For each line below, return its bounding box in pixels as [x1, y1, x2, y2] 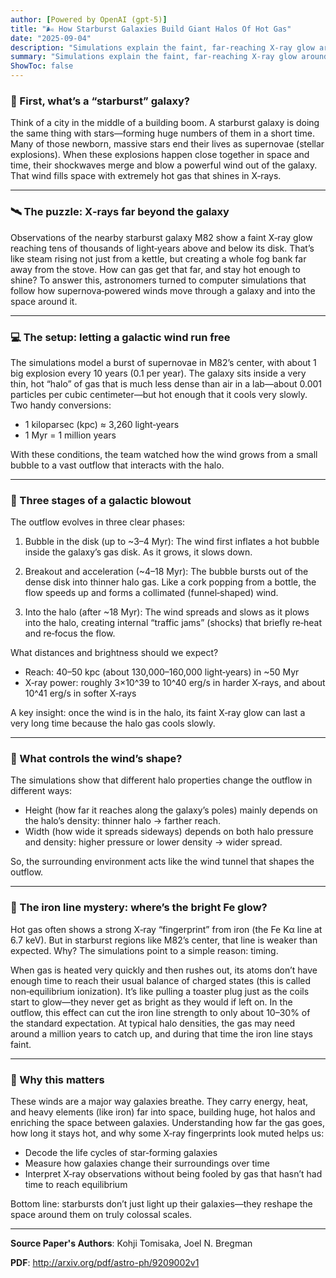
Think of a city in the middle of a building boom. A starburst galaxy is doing [10, 117, 320, 129]
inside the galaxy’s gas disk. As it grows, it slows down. [24, 546, 253, 558]
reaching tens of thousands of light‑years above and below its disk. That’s [10, 242, 315, 254]
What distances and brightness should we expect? [10, 647, 219, 659]
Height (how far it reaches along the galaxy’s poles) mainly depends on [24, 804, 318, 816]
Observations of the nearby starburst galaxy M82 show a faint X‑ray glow [10, 231, 313, 243]
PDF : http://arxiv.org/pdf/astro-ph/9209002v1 [10, 1257, 200, 1269]
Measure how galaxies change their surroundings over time [24, 1157, 270, 1170]
